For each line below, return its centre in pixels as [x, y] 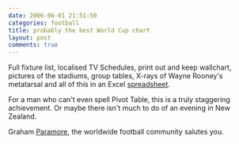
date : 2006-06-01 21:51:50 [53, 15]
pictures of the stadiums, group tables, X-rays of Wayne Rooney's [116, 76]
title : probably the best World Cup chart [79, 30]
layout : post [30, 38]
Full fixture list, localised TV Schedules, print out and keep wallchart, [120, 67]
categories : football [44, 23]
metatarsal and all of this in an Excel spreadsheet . [89, 85]
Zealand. [23, 116]
